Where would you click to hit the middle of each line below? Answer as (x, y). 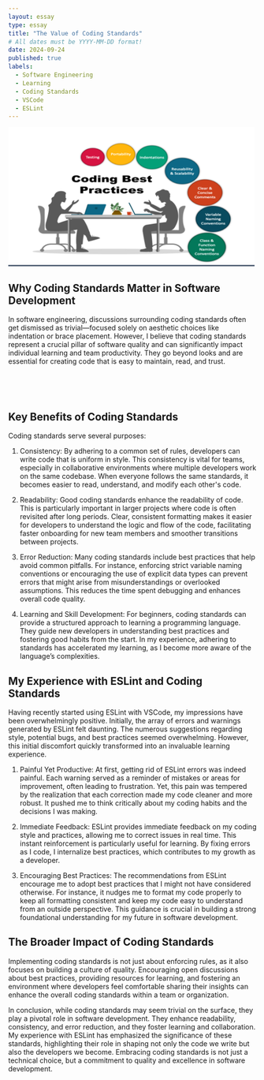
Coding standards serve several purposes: (77, 436)
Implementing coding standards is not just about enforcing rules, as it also (128, 961)
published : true (35, 58)
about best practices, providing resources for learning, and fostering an (124, 977)
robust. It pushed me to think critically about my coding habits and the (133, 803)
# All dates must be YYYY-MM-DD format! (76, 42)
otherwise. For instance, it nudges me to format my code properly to (130, 892)
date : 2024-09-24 (37, 50)
